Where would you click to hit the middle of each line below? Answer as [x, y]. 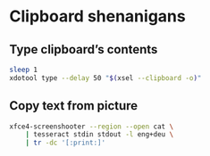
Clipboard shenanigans [97, 16]
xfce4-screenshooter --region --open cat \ [92, 127]
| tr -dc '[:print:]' [65, 143]
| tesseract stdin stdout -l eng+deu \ [100, 135]
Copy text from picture [74, 106]
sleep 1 [24, 70]
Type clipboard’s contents [84, 49]
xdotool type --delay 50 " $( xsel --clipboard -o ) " [105, 78]
